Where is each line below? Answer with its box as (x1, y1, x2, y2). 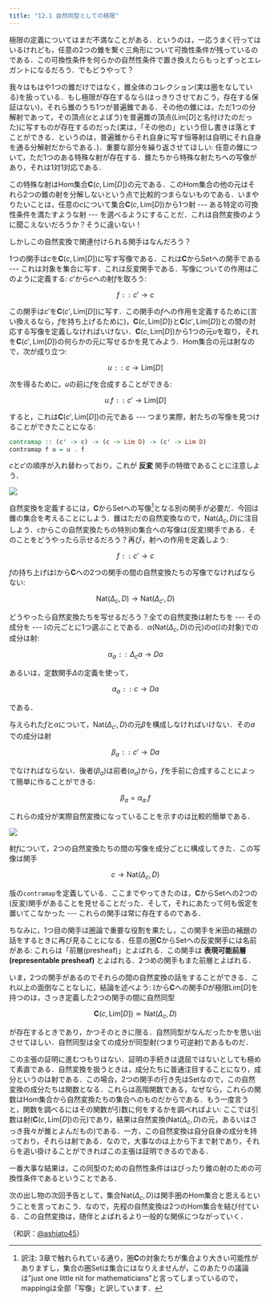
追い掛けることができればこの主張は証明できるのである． (22, 1146, 213, 1156)
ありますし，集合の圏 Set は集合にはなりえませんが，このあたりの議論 (20, 1263, 249, 1273)
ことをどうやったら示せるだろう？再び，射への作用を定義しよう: (15, 535, 229, 544)
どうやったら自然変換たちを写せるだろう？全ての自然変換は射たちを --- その (9, 612, 261, 622)
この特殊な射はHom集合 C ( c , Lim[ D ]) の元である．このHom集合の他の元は (9, 179, 248, 189)
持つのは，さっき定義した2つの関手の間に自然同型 (9, 993, 175, 1002)
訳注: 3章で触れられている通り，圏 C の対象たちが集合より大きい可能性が (20, 1254, 259, 1263)
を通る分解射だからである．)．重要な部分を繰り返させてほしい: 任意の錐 (9, 142, 244, 152)
